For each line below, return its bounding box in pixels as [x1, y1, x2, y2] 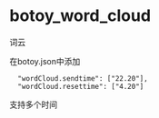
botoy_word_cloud [9, 5, 152, 26]
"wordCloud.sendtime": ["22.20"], [17, 74, 148, 83]
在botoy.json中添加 [9, 55, 81, 66]
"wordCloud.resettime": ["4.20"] [17, 82, 144, 91]
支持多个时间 [9, 99, 57, 110]
